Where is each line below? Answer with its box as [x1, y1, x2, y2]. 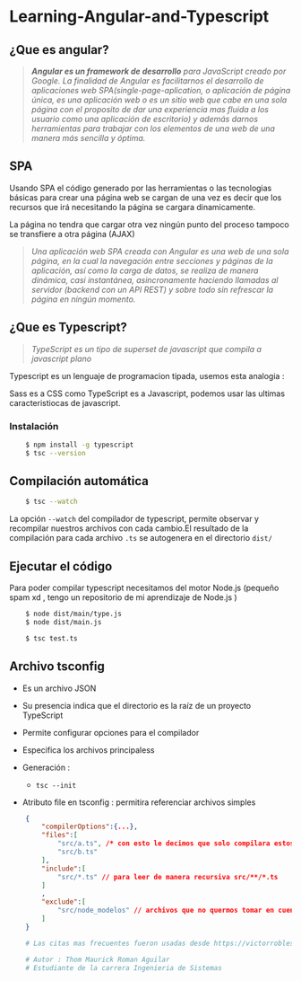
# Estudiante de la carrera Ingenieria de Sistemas [25, 963, 222, 972]
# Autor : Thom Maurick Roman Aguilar [25, 955, 170, 964]
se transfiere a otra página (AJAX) [9, 228, 135, 239]
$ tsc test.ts [25, 633, 78, 643]
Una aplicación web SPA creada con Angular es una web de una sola [30, 245, 289, 257]
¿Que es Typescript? [9, 320, 128, 335]
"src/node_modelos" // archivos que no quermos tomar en [56, 906, 275, 915]
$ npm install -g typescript [25, 440, 134, 449]
